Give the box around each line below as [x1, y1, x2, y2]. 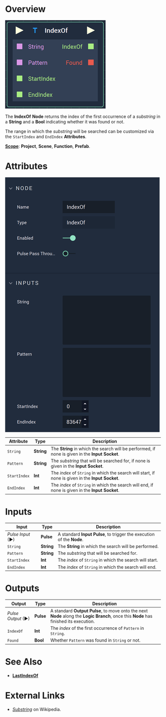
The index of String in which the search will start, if [51, 470, 155, 476]
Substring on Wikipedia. [12, 706, 61, 712]
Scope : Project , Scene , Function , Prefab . [5, 143, 90, 149]
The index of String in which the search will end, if [51, 482, 154, 488]
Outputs [5, 583, 40, 594]
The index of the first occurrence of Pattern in [50, 625, 144, 631]
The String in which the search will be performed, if [51, 445, 156, 452]
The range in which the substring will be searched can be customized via [5, 128, 154, 134]
